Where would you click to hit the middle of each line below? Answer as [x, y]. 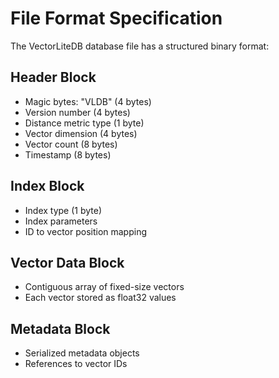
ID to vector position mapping [86, 231]
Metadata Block [60, 328]
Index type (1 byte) [63, 210]
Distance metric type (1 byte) [84, 123]
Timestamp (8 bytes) [68, 154]
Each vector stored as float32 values [100, 298]
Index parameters [61, 221]
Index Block [47, 186]
